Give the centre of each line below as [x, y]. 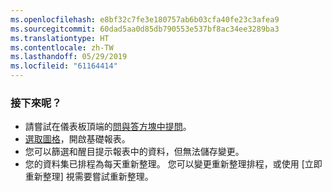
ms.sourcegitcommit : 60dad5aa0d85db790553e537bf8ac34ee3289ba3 [145, 29]
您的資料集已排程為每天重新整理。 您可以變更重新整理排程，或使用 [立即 [173, 164]
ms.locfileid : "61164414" [64, 66]
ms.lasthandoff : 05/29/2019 [69, 57]
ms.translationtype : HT [60, 38]
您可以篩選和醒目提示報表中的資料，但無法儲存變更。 [134, 152]
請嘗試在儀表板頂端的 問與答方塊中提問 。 [108, 127]
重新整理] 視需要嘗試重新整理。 [89, 177]
